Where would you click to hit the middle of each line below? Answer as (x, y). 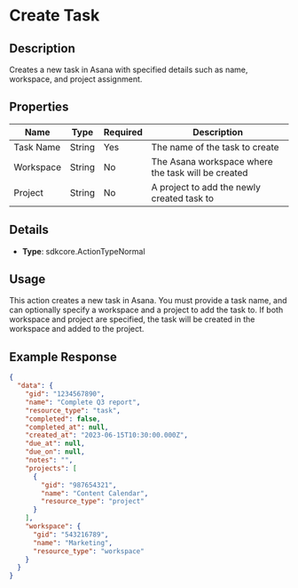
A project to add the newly (206, 187)
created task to (183, 198)
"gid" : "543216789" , (71, 535)
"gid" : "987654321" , (79, 485)
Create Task (55, 16)
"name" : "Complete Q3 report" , (83, 402)
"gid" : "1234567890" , (65, 394)
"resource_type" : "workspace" (88, 551)
